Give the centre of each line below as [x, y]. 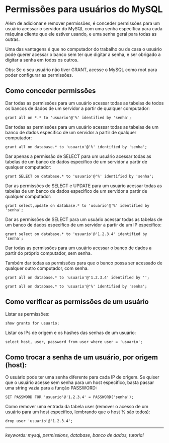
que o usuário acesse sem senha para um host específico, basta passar [80, 382]
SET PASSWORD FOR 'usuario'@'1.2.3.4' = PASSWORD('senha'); [70, 397]
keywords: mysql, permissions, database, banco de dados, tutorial [75, 435]
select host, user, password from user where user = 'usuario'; [74, 342]
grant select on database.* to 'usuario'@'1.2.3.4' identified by [76, 234]
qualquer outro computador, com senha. [47, 268]
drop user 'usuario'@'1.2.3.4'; [39, 421]
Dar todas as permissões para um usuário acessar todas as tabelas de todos [84, 103]
